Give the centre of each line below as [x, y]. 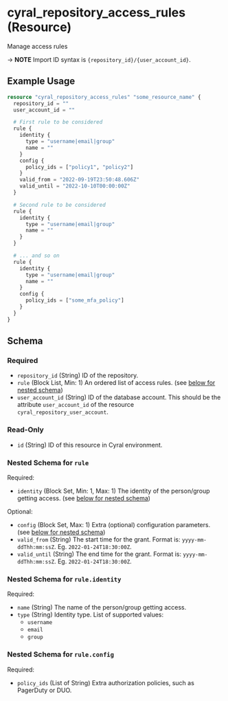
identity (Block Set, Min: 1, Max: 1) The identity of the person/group [114, 491]
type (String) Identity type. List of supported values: [90, 615]
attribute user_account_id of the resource [76, 405]
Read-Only [26, 430]
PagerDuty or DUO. [44, 690]
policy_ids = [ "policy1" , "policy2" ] [79, 167]
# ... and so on [36, 256]
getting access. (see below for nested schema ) [84, 498]
